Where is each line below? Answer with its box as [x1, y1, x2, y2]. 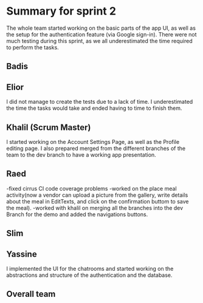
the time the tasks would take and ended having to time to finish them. [6, 104, 182, 112]
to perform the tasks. [6, 44, 59, 51]
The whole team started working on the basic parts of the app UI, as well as [6, 24, 196, 32]
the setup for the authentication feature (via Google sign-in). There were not [6, 30, 197, 38]
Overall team [6, 289, 56, 299]
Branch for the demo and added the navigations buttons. [6, 211, 148, 218]
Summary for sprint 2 [6, 4, 117, 18]
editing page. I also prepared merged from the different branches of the [6, 145, 186, 152]
